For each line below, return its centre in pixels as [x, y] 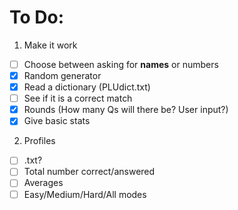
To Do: [37, 17]
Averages [43, 183]
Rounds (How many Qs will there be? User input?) [126, 110]
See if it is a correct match [78, 98]
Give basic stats [57, 121]
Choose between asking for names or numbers [121, 64]
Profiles [39, 141]
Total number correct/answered [89, 172]
